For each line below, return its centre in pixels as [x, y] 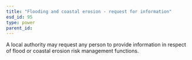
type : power [21, 22]
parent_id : [19, 28]
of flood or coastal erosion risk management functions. [73, 51]
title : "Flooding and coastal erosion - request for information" [89, 11]
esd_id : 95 [19, 17]
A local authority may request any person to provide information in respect [96, 45]
